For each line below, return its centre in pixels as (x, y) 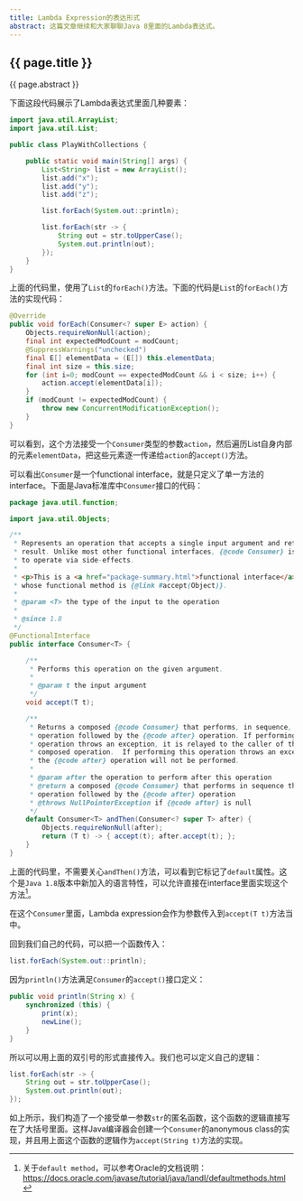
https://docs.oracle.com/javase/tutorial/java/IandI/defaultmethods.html (154, 1178)
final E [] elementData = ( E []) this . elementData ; (121, 358)
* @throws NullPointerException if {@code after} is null (141, 803)
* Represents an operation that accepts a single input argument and (147, 544)
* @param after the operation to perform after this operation (151, 777)
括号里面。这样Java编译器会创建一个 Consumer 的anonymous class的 (157, 1129)
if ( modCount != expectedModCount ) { (96, 400)
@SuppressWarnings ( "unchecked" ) (86, 349)
